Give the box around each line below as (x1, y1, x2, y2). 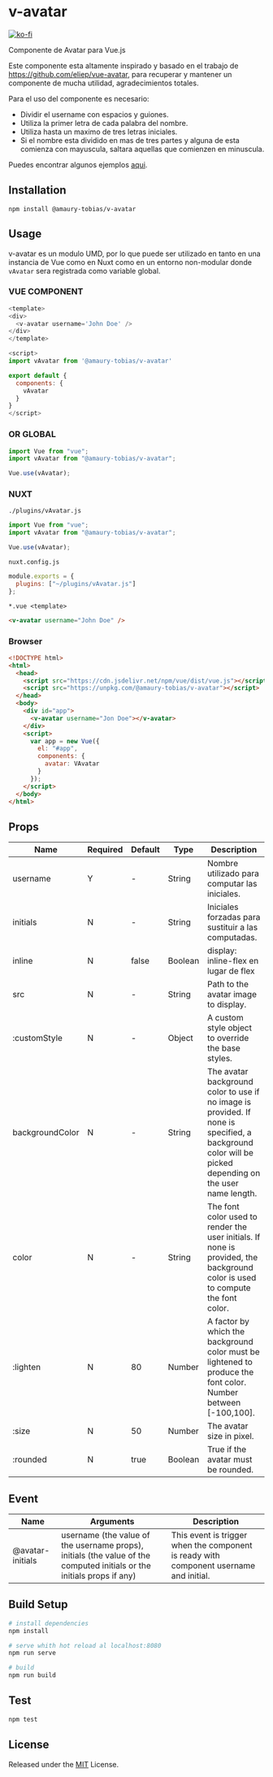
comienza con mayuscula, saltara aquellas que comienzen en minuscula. (19, 144, 265, 154)
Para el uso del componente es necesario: (8, 93, 149, 103)
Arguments (89, 1516, 135, 1527)
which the (206, 1326, 245, 1337)
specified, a (206, 1127, 252, 1138)
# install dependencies (8, 1619, 89, 1627)
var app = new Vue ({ (29, 737, 100, 745)
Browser (8, 635, 43, 647)
